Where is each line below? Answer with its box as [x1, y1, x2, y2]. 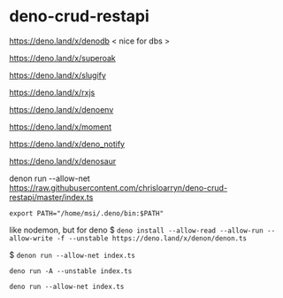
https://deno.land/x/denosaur [9, 155, 117, 166]
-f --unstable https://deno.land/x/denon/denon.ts [56, 233, 248, 243]
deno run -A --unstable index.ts [9, 266, 133, 276]
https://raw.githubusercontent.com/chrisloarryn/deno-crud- [9, 182, 228, 192]
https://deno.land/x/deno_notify [9, 138, 126, 149]
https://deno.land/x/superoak [9, 52, 117, 63]
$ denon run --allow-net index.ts [9, 249, 135, 260]
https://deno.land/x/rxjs [9, 87, 96, 98]
